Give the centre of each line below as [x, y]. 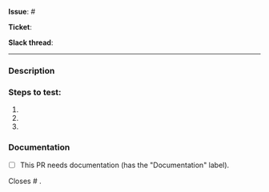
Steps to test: [35, 92]
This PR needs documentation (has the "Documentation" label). [124, 165]
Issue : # [22, 12]
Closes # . [25, 181]
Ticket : [20, 27]
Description [32, 70]
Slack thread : [31, 42]
